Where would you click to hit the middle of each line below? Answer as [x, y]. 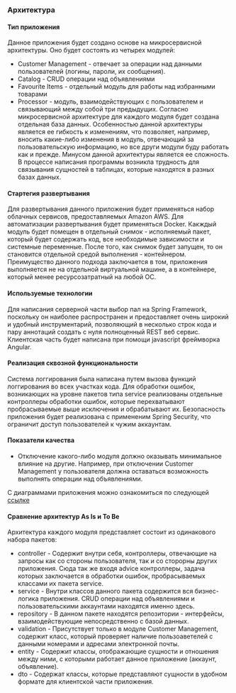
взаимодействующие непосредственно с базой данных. [103, 621]
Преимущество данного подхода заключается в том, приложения [107, 262]
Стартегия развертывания [49, 193]
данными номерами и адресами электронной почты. [98, 644]
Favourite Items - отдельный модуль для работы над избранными [117, 87]
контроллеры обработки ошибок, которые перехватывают [96, 401]
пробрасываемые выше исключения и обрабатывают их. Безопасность [116, 409]
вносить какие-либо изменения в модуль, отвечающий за [106, 139]
